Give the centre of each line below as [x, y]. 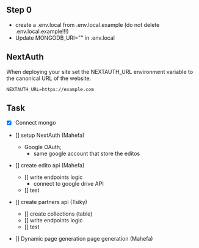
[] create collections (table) [58, 214]
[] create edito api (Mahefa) [50, 165]
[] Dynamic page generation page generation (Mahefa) [84, 238]
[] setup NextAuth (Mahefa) [50, 135]
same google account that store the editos [87, 153]
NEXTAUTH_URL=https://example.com [50, 89]
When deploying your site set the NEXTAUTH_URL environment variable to [100, 71]
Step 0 [19, 10]
